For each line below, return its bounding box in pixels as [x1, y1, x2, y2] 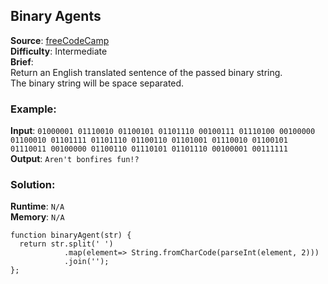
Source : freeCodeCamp [10, 34, 110, 46]
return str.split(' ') [19, 239, 114, 249]
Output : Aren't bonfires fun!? [10, 153, 140, 165]
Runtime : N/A [10, 200, 65, 213]
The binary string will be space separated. [10, 77, 185, 89]
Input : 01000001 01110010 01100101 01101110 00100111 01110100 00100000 [10, 125, 316, 137]
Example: [10, 102, 57, 116]
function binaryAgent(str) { [10, 230, 132, 241]
